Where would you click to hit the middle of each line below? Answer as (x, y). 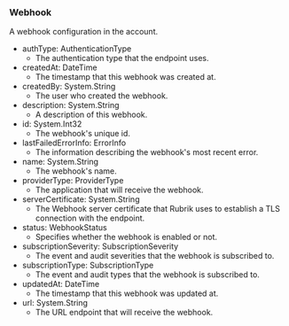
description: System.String (70, 105)
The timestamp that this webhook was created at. (125, 77)
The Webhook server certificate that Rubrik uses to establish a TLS (158, 209)
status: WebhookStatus (65, 228)
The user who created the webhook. (102, 96)
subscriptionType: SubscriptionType (88, 265)
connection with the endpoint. (90, 218)
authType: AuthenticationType (77, 49)
